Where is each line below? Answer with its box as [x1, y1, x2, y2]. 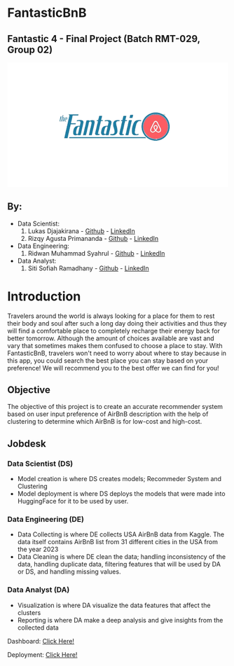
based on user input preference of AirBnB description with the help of [7, 410, 209, 418]
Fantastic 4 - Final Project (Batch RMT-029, [7, 33, 201, 45]
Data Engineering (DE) [7, 514, 84, 524]
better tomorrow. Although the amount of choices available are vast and [7, 334, 215, 342]
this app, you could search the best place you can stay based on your [7, 356, 209, 365]
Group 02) [7, 43, 53, 55]
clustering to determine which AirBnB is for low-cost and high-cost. [7, 417, 202, 426]
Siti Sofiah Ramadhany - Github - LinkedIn [27, 264, 149, 272]
